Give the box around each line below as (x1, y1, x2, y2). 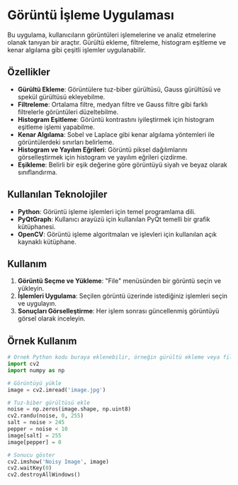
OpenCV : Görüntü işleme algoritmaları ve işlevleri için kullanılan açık (17, 230, 217, 238)
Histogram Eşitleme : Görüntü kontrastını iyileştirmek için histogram (17, 115, 215, 123)
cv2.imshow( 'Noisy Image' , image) (7, 458, 110, 465)
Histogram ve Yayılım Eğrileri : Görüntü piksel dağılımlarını (17, 145, 188, 154)
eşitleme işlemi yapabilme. (17, 123, 96, 131)
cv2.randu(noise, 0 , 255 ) (7, 412, 84, 420)
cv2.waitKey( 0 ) (7, 464, 52, 472)
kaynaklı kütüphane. (17, 238, 76, 246)
